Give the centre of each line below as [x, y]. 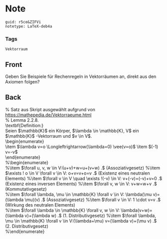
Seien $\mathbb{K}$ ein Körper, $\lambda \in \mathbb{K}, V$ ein [72, 131]
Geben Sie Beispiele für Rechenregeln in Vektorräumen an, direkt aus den [81, 77]
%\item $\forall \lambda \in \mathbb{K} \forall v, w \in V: [63, 210]
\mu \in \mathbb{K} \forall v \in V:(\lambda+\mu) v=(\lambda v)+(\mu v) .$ [81, 221]
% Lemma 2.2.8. [22, 120]
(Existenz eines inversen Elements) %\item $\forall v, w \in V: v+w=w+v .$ [81, 184]
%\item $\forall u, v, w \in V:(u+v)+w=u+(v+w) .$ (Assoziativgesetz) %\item [83, 168]
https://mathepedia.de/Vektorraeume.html [48, 115]
